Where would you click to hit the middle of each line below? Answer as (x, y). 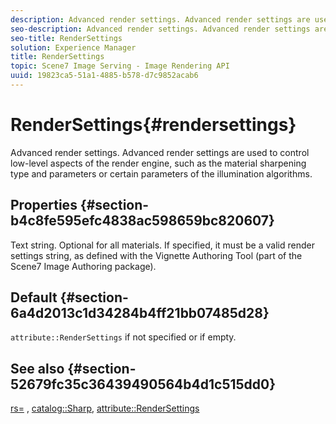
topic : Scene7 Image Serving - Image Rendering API (120, 66)
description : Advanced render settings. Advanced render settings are (160, 19)
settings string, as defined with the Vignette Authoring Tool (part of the (156, 255)
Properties (44, 205)
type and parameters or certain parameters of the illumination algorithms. (161, 173)
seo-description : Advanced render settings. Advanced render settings (160, 29)
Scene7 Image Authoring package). (83, 266)
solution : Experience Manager (73, 47)
